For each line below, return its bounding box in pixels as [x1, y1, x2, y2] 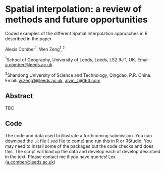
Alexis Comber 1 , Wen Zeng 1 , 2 [5, 45, 65, 52]
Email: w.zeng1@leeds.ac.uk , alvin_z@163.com [5, 77, 101, 83]
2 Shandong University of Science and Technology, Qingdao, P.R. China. [5, 71, 152, 78]
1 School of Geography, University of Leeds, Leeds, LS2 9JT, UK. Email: [5, 56, 150, 62]
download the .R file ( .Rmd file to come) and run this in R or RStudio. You [5, 138, 152, 144]
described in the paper [5, 36, 52, 42]
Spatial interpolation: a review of [5, 3, 142, 15]
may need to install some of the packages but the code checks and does [5, 143, 154, 149]
